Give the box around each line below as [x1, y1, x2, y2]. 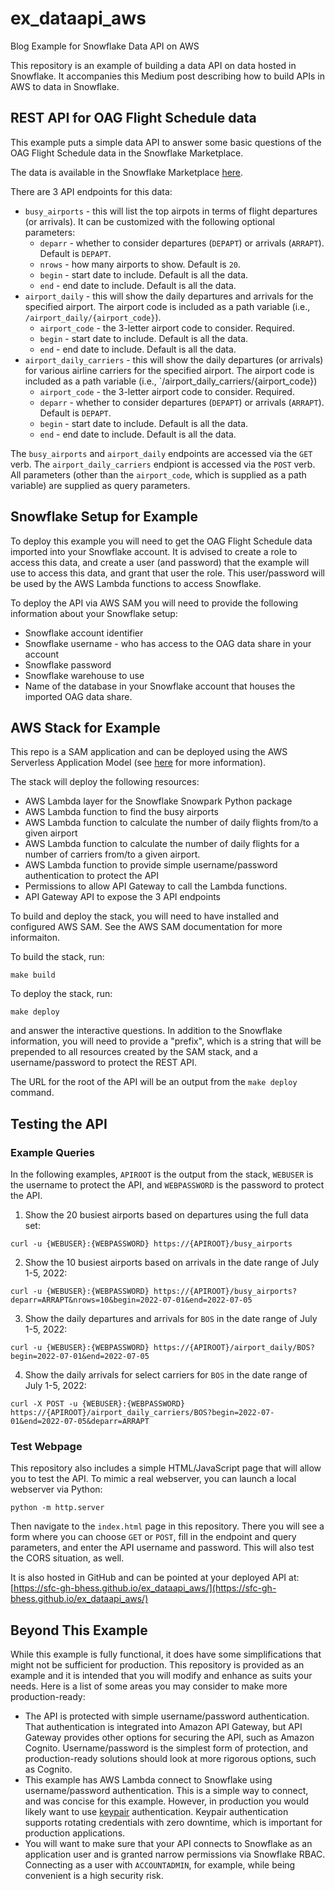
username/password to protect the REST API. [10, 1057, 197, 1069]
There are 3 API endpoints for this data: [10, 185, 173, 197]
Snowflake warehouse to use [24, 669, 145, 681]
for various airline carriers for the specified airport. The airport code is [24, 364, 315, 376]
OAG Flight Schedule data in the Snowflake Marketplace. [10, 147, 244, 159]
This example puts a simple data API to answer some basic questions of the [10, 136, 322, 148]
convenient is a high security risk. [24, 1870, 164, 1882]
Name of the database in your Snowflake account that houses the [24, 680, 296, 692]
